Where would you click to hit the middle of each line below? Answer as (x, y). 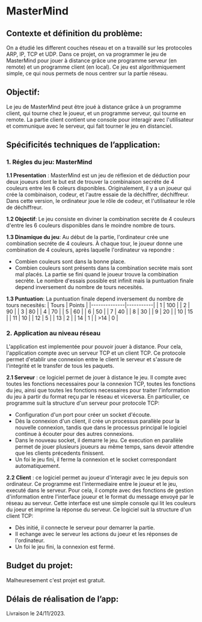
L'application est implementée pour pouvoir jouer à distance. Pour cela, (94, 346)
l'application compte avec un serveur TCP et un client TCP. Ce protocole (96, 353)
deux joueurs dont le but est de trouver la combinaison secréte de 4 (90, 181)
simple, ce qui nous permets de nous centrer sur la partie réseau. (87, 73)
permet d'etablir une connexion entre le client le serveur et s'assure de (94, 359)
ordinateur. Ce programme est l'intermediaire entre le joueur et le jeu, (92, 484)
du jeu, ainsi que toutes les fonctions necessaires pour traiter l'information (98, 390)
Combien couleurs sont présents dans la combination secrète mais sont (104, 268)
